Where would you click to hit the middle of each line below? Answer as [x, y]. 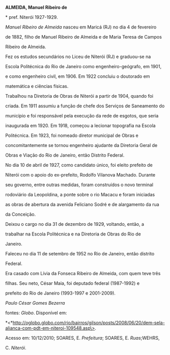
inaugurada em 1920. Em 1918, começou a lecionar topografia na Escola [81, 126]
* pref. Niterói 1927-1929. [32, 17]
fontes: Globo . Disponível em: [36, 313]
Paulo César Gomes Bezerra [35, 303]
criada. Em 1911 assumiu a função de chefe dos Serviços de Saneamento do [85, 106]
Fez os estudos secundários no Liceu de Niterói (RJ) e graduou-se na [78, 56]
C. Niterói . [16, 348]
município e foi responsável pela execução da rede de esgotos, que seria [82, 116]
